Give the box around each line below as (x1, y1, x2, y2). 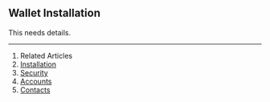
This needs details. (8, 27, 71, 37)
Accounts (19, 76, 52, 86)
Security (19, 67, 48, 77)
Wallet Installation (8, 6, 100, 20)
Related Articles (19, 51, 73, 60)
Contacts (19, 84, 51, 95)
